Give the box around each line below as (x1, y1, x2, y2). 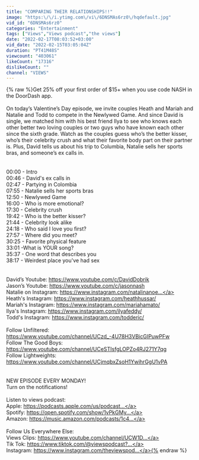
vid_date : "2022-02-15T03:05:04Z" (6, 42, 92, 48)
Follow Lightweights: (6, 352, 56, 359)
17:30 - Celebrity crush (6, 206, 62, 213)
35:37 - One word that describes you (6, 251, 97, 258)
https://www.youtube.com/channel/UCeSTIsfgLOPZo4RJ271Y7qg (6, 346, 167, 353)
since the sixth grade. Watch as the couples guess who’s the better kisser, (6, 130, 188, 138)
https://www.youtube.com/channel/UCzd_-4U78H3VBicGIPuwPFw (6, 333, 170, 340)
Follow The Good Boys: (6, 339, 64, 346)
